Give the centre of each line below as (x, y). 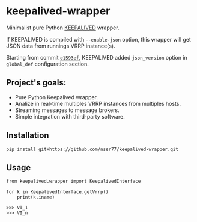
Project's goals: (36, 83)
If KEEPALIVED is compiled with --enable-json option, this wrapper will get (98, 39)
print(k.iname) (36, 197)
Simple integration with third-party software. (70, 116)
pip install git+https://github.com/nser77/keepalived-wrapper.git (92, 149)
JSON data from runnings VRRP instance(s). (61, 46)
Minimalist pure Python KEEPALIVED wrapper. (63, 28)
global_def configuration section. (47, 64)
